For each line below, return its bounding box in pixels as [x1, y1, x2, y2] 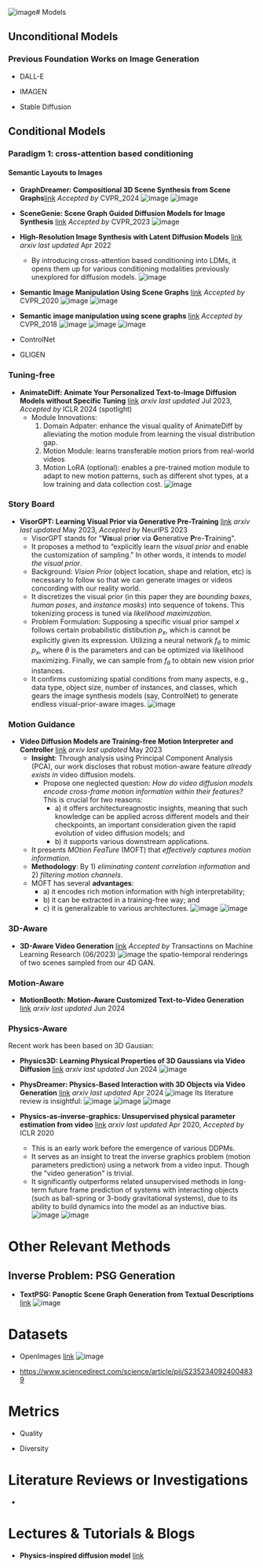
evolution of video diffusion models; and [54, 828, 185, 838]
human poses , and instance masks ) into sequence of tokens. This [31, 600, 245, 609]
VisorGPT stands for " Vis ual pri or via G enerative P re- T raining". [31, 533, 236, 543]
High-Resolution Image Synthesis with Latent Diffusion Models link [19, 232, 243, 242]
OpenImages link [19, 1351, 75, 1361]
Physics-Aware [8, 1023, 68, 1034]
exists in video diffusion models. [31, 770, 136, 780]
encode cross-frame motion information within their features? [42, 787, 243, 796]
